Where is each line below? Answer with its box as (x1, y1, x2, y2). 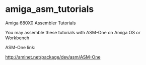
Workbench (5, 35, 29, 41)
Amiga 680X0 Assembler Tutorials (5, 20, 76, 26)
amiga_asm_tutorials (5, 3, 94, 15)
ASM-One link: (5, 44, 36, 50)
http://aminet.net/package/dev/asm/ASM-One (5, 54, 101, 60)
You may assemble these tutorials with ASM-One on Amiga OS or (5, 29, 141, 35)
